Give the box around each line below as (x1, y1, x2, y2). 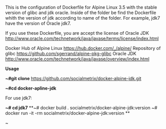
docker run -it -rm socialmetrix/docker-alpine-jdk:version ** (5, 110, 130, 116)
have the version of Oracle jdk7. (5, 20, 71, 26)
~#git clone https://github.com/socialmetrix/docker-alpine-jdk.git (5, 76, 142, 81)
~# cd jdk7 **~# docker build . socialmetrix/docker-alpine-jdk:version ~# (5, 105, 157, 110)
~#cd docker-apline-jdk (5, 85, 57, 91)
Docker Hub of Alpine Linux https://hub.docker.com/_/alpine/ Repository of (5, 45, 161, 51)
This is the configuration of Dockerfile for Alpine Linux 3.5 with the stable (5, 5, 157, 10)
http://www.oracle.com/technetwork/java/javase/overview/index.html (5, 56, 150, 62)
